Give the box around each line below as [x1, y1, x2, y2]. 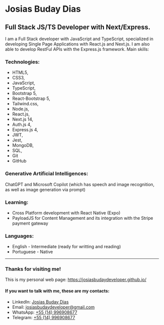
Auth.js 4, [12, 121, 32, 128]
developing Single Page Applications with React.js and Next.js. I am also [5, 41, 150, 47]
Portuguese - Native [12, 249, 53, 255]
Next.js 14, [12, 116, 33, 122]
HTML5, [12, 70, 28, 75]
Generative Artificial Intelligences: [5, 170, 88, 177]
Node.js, [12, 106, 29, 112]
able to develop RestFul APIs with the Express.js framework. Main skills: [5, 46, 149, 52]
